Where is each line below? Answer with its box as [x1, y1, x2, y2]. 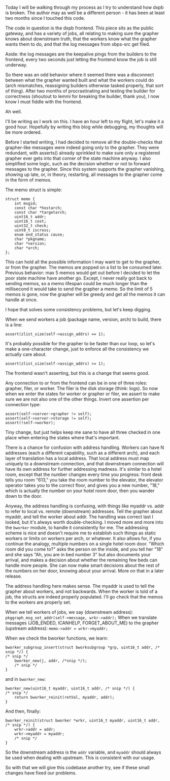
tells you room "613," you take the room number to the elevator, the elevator [5, 477, 163, 483]
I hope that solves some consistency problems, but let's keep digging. [5, 307, 152, 312]
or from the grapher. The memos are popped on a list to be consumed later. [5, 264, 163, 270]
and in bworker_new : [5, 676, 46, 682]
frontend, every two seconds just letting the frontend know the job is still [5, 56, 157, 63]
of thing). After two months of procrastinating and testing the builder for [5, 88, 156, 94]
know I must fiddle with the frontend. [5, 99, 82, 105]
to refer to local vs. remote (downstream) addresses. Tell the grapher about [5, 508, 163, 514]
